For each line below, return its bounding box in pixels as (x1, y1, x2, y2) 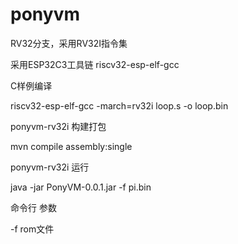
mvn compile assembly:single (10, 140, 133, 152)
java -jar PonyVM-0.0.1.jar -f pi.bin (10, 181, 152, 193)
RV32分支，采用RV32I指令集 (10, 37, 128, 49)
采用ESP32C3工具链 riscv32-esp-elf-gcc (10, 58, 180, 70)
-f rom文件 (10, 223, 55, 235)
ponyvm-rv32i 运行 (10, 161, 90, 173)
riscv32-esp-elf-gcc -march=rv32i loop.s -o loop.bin (10, 99, 229, 112)
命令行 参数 (10, 201, 57, 213)
